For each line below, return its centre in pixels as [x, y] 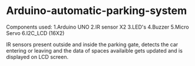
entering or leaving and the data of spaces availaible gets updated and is [94, 50]
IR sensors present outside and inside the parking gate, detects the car [92, 44]
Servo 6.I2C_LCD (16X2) [35, 33]
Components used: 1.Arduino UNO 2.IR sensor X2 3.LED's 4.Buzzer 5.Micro [98, 27]
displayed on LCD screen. [37, 57]
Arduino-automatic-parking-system [97, 11]
